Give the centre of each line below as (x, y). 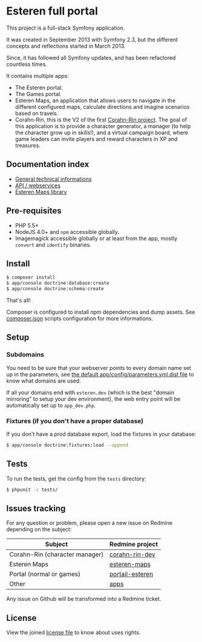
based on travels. (37, 113)
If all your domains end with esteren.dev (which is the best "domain (90, 392)
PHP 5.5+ (27, 225)
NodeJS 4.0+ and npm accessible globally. (67, 232)
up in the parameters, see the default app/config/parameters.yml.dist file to (100, 374)
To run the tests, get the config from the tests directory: (76, 478)
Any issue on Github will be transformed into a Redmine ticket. (84, 599)
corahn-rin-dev (132, 554)
